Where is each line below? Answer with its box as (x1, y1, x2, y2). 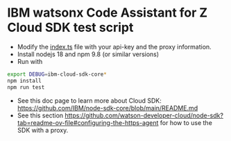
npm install (7, 77, 42, 84)
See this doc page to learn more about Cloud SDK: (17, 96, 162, 105)
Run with (17, 57, 43, 65)
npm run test (7, 83, 45, 91)
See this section (17, 111, 64, 119)
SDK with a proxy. (17, 126, 69, 134)
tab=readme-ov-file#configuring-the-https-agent (17, 118, 159, 126)
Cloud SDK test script (7, 19, 134, 35)
